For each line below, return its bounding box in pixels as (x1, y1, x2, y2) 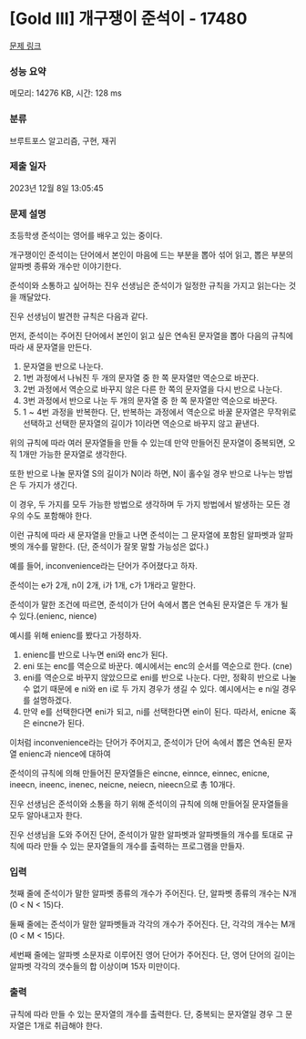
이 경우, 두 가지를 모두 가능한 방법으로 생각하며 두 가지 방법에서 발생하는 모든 (9, 499, 281, 510)
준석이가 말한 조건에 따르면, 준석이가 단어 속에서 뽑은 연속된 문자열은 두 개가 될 (9, 599, 289, 611)
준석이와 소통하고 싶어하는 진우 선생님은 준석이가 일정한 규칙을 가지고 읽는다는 (9, 280, 287, 292)
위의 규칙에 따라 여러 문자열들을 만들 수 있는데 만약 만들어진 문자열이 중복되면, (9, 437, 287, 448)
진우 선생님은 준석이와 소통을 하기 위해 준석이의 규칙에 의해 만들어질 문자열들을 (9, 798, 290, 809)
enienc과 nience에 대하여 (18, 748, 111, 759)
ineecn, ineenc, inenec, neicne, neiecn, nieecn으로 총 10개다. (9, 779, 236, 790)
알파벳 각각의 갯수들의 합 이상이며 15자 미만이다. (9, 961, 180, 972)
